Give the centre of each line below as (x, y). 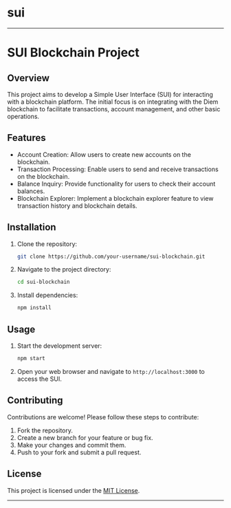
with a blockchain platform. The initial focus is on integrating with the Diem (113, 102)
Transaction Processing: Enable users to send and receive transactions (118, 169)
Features (26, 138)
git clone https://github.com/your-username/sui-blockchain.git (111, 256)
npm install (34, 308)
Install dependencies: (47, 295)
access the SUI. (39, 379)
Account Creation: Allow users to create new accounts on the (104, 154)
